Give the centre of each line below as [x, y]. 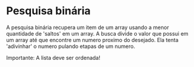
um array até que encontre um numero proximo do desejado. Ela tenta [93, 40]
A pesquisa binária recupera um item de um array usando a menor [87, 27]
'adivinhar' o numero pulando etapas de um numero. [71, 46]
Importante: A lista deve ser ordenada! [53, 58]
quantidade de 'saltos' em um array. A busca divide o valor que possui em [97, 33]
